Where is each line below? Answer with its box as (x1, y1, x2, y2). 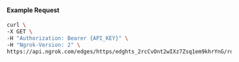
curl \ (6, 21, 26, 29)
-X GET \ (6, 29, 33, 36)
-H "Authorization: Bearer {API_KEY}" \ (6, 34, 129, 42)
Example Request (6, 6, 60, 14)
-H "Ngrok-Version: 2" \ (6, 41, 81, 48)
